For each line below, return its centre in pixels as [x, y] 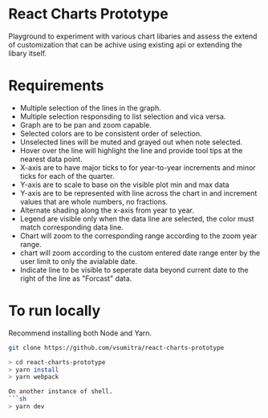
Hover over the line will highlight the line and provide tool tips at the [131, 150]
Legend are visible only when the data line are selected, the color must [137, 218]
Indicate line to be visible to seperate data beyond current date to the [134, 270]
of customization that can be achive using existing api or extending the [125, 44]
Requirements [56, 86]
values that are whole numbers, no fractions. [94, 201]
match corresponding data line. [72, 227]
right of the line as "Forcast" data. [76, 278]
